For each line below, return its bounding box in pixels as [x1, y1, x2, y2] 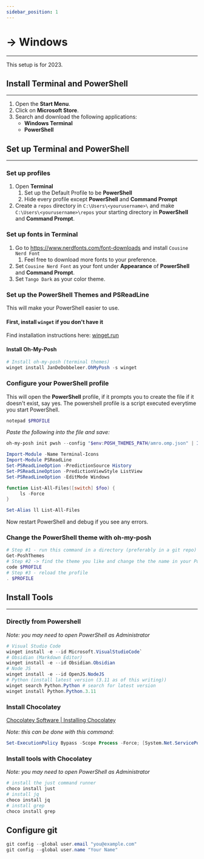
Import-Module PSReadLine [6, 457, 72, 463]
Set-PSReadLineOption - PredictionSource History [6, 463, 132, 469]
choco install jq [6, 797, 50, 803]
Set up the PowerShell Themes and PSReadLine [6, 290, 149, 298]
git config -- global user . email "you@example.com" [6, 841, 137, 847]
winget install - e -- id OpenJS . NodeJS [6, 671, 104, 678]
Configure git [6, 825, 58, 835]
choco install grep [6, 808, 56, 815]
